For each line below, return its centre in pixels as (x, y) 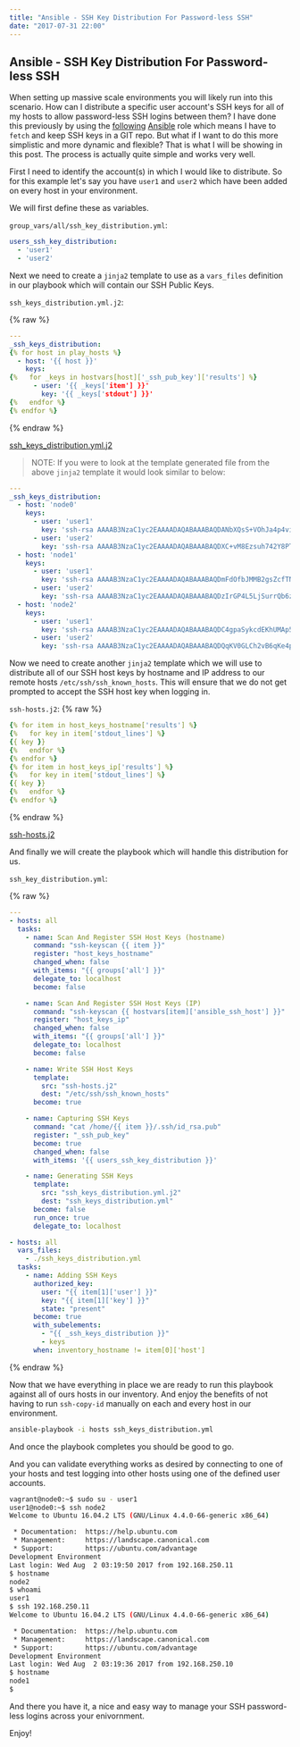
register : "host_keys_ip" (81, 1020)
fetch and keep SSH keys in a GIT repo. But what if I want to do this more (144, 136)
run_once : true (61, 1218)
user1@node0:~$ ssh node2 (57, 1508)
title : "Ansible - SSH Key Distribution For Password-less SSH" (131, 17)
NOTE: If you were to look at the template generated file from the (150, 462)
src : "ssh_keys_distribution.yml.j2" (111, 1193)
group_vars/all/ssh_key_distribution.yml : (88, 225)
